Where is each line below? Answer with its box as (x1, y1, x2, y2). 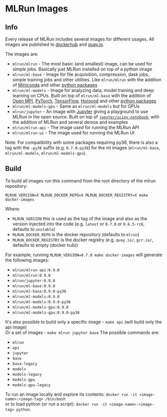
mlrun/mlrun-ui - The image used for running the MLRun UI (12, 130, 135, 135)
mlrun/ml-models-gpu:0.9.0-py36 (12, 310, 80, 315)
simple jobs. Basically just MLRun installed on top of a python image (12, 66, 153, 72)
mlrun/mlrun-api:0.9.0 (12, 268, 60, 273)
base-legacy (12, 361, 37, 366)
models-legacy (12, 372, 42, 377)
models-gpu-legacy (12, 383, 51, 388)
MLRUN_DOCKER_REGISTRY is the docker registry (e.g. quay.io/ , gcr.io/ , (12, 237, 154, 243)
